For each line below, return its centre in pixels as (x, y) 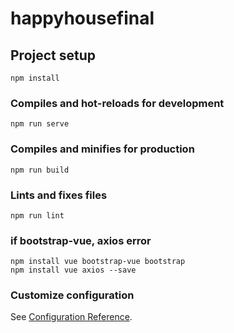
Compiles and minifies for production (102, 149)
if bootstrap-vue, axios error (81, 240)
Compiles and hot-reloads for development (117, 103)
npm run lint (37, 215)
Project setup (53, 55)
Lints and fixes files (59, 195)
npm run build (40, 170)
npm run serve (40, 124)
